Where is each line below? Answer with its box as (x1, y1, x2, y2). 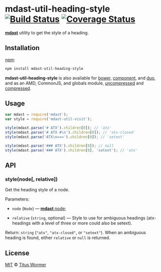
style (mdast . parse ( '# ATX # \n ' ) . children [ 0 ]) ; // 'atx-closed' (5, 130, 136, 135)
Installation (5, 44, 40, 52)
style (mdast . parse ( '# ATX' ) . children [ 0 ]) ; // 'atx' (5, 125, 112, 131)
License (5, 249, 30, 257)
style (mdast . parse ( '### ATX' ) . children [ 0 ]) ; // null (5, 143, 114, 148)
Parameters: (5, 196, 30, 202)
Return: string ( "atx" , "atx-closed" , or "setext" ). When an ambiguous (5, 230, 146, 236)
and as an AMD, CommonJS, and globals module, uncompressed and (5, 80, 144, 86)
